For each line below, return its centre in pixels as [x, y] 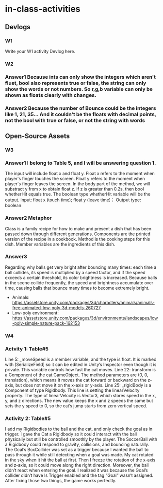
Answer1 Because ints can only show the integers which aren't [81, 77]
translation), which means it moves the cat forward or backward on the [76, 380]
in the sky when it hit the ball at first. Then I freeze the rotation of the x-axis [80, 460]
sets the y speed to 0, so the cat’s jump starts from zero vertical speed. [76, 406]
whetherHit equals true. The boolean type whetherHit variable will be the [78, 194]
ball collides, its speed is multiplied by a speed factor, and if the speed [75, 272]
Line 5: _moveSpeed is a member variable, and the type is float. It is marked [81, 359]
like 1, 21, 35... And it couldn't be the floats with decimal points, [81, 114]
